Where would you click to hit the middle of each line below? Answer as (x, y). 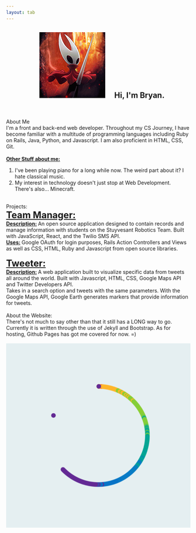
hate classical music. (40, 177)
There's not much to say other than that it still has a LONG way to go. (89, 322)
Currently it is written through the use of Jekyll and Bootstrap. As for (88, 328)
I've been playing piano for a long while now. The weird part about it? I (99, 170)
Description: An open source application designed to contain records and (95, 224)
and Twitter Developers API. (40, 284)
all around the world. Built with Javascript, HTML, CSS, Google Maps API (94, 278)
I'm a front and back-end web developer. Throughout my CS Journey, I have (98, 128)
